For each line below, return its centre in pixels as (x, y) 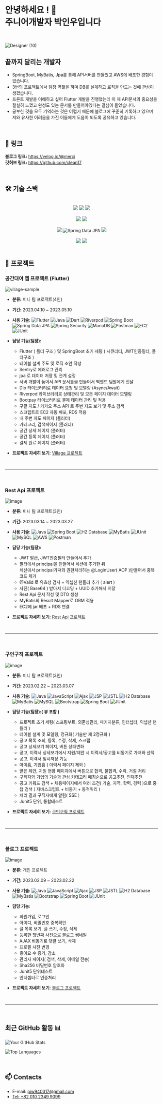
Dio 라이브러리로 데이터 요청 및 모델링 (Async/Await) (70, 388)
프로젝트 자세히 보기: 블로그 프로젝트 (46, 987)
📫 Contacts (24, 1077)
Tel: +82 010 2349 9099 (36, 1096)
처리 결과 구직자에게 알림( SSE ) (49, 795)
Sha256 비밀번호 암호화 (42, 965)
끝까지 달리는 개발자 (33, 62)
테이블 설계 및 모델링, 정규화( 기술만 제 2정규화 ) (65, 734)
